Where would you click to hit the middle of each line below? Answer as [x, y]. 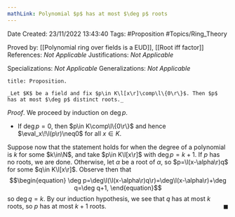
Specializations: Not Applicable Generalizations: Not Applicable [99, 68]
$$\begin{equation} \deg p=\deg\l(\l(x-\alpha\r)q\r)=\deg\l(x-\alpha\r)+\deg [118, 180]
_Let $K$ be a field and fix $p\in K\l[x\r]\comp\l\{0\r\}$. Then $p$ [113, 93]
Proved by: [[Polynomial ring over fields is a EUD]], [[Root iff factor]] [106, 47]
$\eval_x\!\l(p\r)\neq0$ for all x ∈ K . [69, 133]
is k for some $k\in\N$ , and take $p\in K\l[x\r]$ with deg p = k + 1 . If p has [114, 154]
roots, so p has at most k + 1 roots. [57, 206]
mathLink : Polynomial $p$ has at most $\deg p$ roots [88, 14]
